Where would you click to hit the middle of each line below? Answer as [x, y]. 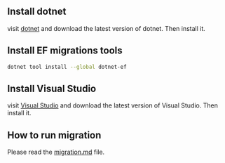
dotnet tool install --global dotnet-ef [67, 67]
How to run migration [54, 135]
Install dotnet [37, 12]
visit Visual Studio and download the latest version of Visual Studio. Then [113, 105]
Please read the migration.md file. [56, 152]
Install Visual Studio [52, 88]
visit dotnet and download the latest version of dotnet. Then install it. [106, 28]
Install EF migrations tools [65, 51]
